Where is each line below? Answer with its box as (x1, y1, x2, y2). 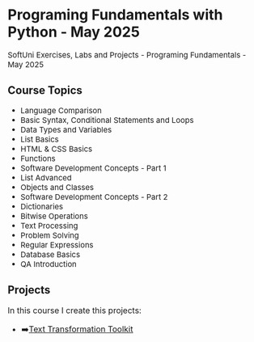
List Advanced (20, 172, 72, 183)
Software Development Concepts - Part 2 (20, 192, 168, 202)
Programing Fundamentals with (7, 6, 223, 24)
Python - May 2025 (7, 23, 141, 41)
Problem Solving (20, 230, 79, 240)
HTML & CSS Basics (20, 143, 93, 154)
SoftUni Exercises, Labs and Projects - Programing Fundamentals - (7, 49, 247, 60)
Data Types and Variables (20, 124, 112, 135)
